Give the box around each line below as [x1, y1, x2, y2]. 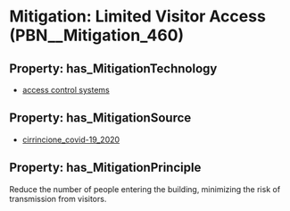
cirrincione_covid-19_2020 [21, 134, 120, 145]
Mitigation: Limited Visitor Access [9, 6, 266, 27]
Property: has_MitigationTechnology [9, 61, 218, 76]
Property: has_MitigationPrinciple [9, 160, 202, 175]
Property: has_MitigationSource [9, 110, 192, 126]
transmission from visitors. [9, 193, 107, 204]
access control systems [21, 85, 110, 95]
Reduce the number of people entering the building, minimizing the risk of [9, 183, 281, 194]
